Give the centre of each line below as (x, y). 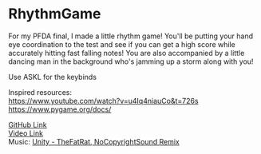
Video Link (26, 133)
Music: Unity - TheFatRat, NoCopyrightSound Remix (94, 141)
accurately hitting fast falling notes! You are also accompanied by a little (127, 53)
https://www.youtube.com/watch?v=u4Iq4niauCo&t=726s (103, 101)
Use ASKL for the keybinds (53, 77)
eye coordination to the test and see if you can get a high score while (122, 44)
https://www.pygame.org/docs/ (60, 109)
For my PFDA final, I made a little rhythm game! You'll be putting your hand (131, 36)
